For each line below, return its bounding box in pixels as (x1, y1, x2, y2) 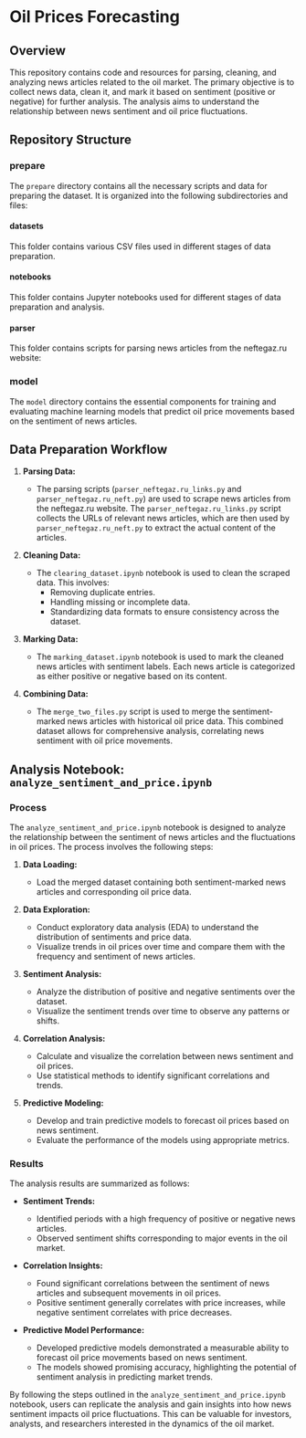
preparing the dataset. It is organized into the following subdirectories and (9, 190, 289, 201)
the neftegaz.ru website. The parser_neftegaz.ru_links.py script (36, 503, 281, 514)
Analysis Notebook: (9, 761, 125, 777)
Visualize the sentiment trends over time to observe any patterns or (36, 1006, 290, 1017)
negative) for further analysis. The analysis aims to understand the (9, 96, 260, 107)
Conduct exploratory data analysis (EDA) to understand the (36, 922, 259, 933)
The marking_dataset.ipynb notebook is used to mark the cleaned (36, 651, 285, 663)
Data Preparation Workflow (9, 441, 168, 457)
